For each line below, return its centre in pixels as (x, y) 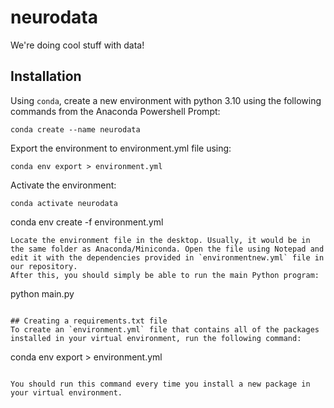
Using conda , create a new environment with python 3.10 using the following (166, 100)
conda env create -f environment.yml (87, 222)
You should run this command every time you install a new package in (160, 384)
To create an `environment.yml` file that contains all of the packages (165, 329)
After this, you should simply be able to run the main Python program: (165, 275)
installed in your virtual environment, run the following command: (156, 338)
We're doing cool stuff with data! (77, 45)
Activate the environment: (63, 185)
